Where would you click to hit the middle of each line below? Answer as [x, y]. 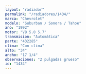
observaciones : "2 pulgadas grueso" [42, 59]
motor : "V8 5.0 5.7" [26, 32]
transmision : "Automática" [32, 37]
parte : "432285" [21, 41]
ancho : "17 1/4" [21, 55]
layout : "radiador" [25, 9]
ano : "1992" [17, 28]
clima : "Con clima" [25, 46]
